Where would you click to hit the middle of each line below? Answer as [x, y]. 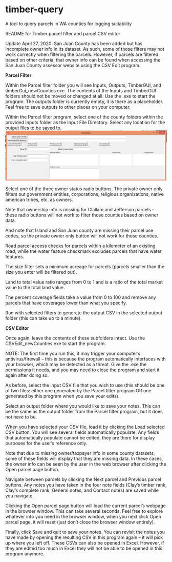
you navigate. [20, 495]
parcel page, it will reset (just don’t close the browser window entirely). [80, 522]
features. [15, 256]
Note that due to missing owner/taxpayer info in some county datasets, [80, 453]
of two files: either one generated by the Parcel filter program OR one [79, 390]
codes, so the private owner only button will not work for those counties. [82, 236]
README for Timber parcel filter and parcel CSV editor [63, 33]
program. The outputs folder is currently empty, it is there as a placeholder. [84, 102]
